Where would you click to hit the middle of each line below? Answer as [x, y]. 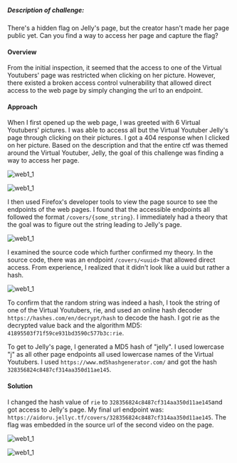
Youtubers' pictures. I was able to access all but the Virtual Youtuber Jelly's [118, 130]
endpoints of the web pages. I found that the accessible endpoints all [109, 210]
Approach [22, 106]
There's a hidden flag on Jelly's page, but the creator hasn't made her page [118, 28]
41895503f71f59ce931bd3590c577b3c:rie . [66, 333]
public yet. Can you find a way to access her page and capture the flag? [113, 35]
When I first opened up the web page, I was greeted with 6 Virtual [104, 123]
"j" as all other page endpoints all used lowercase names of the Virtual [110, 355]
